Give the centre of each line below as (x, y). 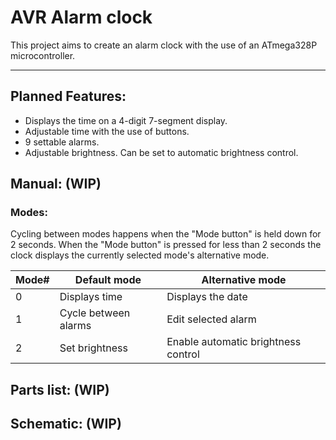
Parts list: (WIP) (60, 389)
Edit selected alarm (211, 319)
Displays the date (207, 297)
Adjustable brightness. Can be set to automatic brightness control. (161, 152)
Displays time (91, 297)
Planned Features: (68, 96)
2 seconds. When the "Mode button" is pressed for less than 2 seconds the (166, 245)
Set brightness (93, 348)
